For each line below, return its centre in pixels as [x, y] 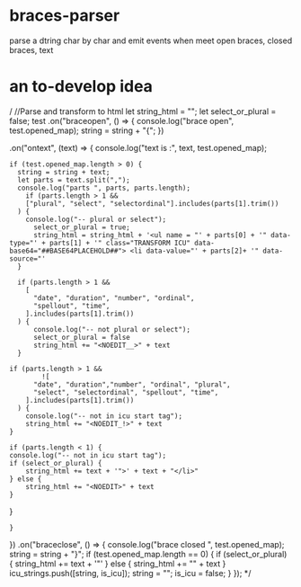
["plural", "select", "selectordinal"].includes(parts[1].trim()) [152, 203]
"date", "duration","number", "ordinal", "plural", [132, 384]
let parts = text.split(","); [74, 180]
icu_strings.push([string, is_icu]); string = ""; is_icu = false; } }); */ [130, 573]
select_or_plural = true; [81, 227]
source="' [28, 258]
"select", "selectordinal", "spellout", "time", [126, 392]
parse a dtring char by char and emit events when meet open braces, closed [151, 40]
